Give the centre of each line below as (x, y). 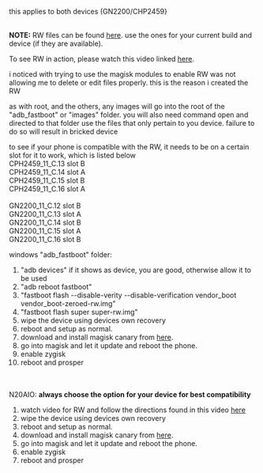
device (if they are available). (56, 44)
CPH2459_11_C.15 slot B (47, 180)
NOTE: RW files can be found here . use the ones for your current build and (130, 35)
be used (34, 278)
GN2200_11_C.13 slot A (45, 214)
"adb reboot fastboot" (56, 287)
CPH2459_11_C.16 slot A (47, 189)
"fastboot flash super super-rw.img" (79, 312)
